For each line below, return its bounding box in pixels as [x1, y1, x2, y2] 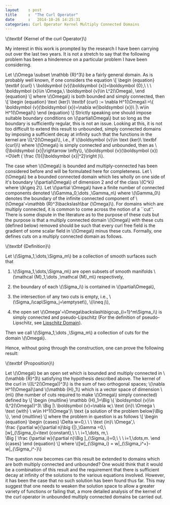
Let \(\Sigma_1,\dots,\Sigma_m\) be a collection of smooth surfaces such [5, 253, 157, 259]
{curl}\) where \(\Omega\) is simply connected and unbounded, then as [5, 142, 154, 148]
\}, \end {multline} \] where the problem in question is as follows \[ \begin [5, 414, 158, 420]
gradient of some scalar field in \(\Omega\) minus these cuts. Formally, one [5, 228, 162, 234]
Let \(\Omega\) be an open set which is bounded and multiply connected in [5, 370, 162, 376]
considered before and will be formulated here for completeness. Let [5, 168, 149, 174]
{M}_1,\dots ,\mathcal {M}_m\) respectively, [33, 274, 124, 280]
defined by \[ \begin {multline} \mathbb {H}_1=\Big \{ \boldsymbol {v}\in [5, 397, 155, 403]
